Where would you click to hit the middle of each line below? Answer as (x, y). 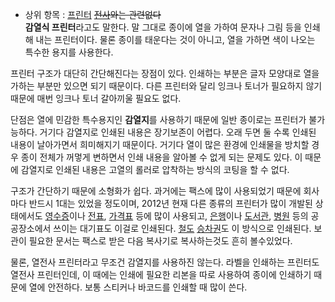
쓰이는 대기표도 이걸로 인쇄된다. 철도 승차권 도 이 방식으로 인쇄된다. (182, 228)
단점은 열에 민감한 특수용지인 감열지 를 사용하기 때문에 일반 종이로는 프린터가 (158, 119)
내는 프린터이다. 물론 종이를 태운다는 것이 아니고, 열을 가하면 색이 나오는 (175, 39)
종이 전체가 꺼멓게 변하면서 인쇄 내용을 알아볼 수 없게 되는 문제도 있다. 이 (161, 157)
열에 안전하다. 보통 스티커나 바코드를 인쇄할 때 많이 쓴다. (138, 287)
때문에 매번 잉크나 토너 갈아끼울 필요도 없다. (96, 98)
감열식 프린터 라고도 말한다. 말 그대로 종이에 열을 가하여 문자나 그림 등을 (163, 27)
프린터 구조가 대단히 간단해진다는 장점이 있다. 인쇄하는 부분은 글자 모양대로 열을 (165, 73)
